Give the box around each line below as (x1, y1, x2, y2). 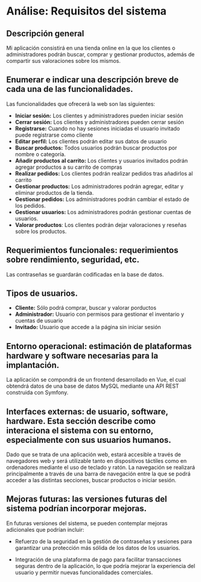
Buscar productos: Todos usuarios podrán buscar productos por (14, 144, 177, 151)
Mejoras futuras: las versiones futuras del (6, 494, 167, 505)
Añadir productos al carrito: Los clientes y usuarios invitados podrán (14, 157, 188, 164)
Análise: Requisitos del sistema (6, 4, 167, 18)
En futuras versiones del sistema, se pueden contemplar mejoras (6, 519, 168, 527)
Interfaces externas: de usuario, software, (6, 407, 168, 417)
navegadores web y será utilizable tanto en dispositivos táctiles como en (6, 457, 187, 465)
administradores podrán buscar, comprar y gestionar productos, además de (6, 51, 195, 58)
